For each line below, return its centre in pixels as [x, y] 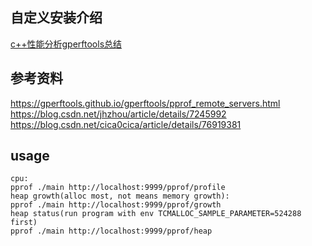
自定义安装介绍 [56, 18]
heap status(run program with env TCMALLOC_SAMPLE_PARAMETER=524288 [156, 214]
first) [24, 223]
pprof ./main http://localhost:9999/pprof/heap [111, 231]
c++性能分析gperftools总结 [66, 44]
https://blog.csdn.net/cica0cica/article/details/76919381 [126, 124]
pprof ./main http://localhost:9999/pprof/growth [116, 205]
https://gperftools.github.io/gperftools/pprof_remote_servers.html [145, 103]
